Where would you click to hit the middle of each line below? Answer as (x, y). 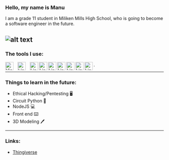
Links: (13, 141)
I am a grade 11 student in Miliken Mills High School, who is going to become (84, 19)
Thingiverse (25, 152)
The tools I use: (24, 54)
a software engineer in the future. (40, 24)
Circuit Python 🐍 (29, 101)
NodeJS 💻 (24, 106)
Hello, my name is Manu (35, 8)
